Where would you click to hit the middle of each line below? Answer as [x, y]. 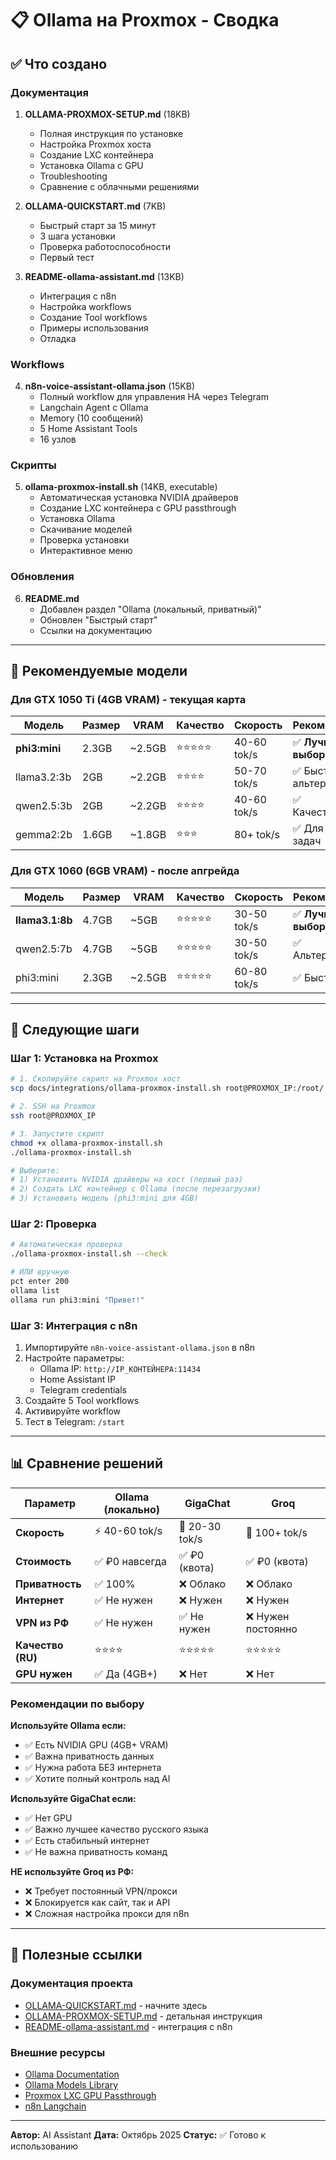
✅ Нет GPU [48, 1818]
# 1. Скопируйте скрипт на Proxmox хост [96, 1079]
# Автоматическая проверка [66, 1245]
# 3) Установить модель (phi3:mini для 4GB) [104, 1198]
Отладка [58, 338]
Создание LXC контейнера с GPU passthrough [138, 508]
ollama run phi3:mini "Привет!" [77, 1300]
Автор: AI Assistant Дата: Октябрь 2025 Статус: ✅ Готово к [138, 2135]
